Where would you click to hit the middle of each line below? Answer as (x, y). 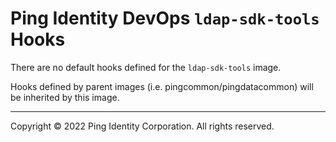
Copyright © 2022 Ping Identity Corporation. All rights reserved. (142, 126)
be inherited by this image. (65, 97)
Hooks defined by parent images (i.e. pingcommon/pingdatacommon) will (162, 86)
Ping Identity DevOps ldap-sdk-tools (165, 18)
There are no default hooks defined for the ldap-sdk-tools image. (146, 67)
